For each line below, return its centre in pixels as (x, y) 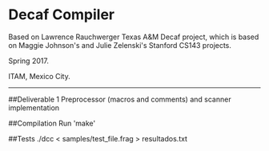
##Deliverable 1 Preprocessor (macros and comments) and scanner (120, 99)
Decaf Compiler (62, 15)
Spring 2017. (29, 61)
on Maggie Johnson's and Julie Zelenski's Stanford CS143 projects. (120, 45)
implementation (34, 107)
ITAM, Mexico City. (39, 76)
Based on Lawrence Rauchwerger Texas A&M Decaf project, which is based (134, 37)
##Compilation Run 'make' (52, 123)
